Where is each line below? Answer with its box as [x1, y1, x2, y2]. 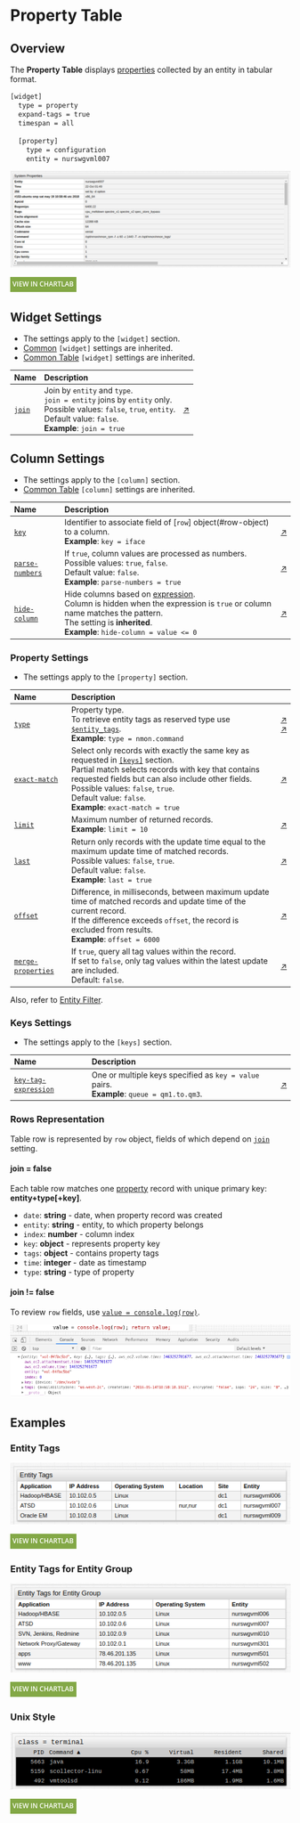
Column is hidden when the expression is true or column [64, 598, 272, 609]
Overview [10, 41, 66, 56]
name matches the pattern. [64, 607, 164, 619]
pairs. [91, 1078, 112, 1089]
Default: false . [70, 974, 125, 985]
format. [10, 74, 37, 85]
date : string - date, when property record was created [22, 1209, 223, 1220]
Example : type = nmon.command [70, 732, 184, 744]
